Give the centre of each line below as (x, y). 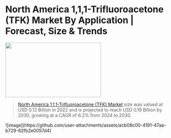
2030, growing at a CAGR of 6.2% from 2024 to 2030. (75, 115)
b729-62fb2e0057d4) (28, 130)
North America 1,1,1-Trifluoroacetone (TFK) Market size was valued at (90, 104)
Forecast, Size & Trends (56, 31)
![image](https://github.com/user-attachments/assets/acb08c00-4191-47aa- (86, 125)
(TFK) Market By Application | (70, 20)
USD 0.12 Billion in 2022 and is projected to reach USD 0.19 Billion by (90, 110)
